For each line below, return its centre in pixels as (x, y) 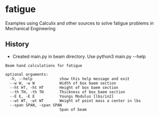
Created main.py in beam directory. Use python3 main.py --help (79, 56)
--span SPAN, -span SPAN (36, 105)
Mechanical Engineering (30, 28)
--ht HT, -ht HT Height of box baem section (64, 87)
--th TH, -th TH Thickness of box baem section (67, 92)
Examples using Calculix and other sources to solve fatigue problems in (79, 23)
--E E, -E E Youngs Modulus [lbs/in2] (62, 96)
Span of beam (73, 109)
